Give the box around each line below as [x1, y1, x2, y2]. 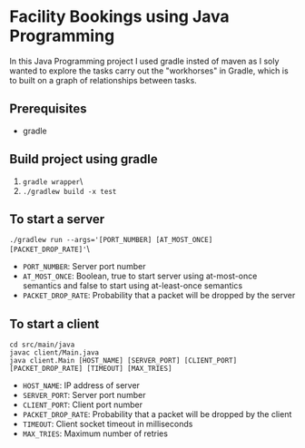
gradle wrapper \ [22, 175, 84, 187]
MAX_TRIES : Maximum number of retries [22, 428, 168, 439]
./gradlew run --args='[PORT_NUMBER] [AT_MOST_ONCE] [9, 236, 213, 245]
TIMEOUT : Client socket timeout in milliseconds [22, 419, 193, 430]
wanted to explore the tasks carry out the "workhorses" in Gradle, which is [9, 65, 289, 76]
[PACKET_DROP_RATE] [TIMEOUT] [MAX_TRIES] [9, 365, 172, 374]
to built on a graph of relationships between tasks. [9, 74, 197, 85]
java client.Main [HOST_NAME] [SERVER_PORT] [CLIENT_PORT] [9, 356, 238, 365]
